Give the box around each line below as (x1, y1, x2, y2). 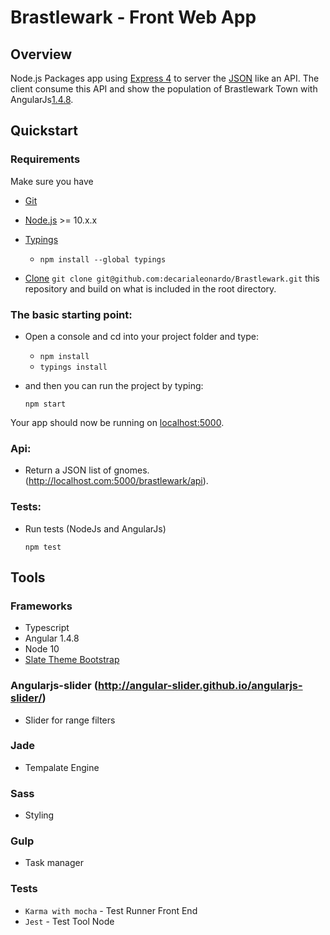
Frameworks (10, 599, 73, 613)
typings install (39, 362, 108, 372)
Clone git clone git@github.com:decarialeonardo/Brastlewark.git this (24, 272, 320, 284)
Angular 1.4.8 (24, 632, 80, 645)
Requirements (10, 152, 81, 166)
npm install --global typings (39, 254, 167, 265)
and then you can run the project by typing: (24, 379, 204, 391)
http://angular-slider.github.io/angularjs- (98, 679, 303, 693)
